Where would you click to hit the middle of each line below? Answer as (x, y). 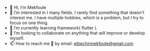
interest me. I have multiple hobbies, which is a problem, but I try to (76, 18)
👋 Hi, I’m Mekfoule (28, 7)
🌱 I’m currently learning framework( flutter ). (53, 28)
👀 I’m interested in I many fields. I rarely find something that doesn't (77, 13)
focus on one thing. (29, 23)
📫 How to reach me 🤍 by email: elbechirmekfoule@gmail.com (71, 44)
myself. (17, 38)
